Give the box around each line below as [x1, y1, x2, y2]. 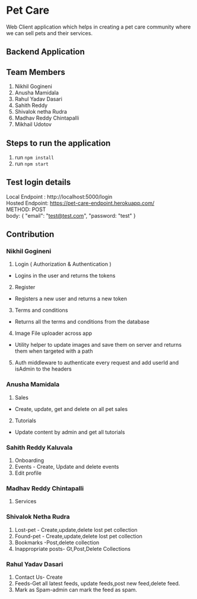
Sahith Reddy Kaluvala [6, 443, 73, 451]
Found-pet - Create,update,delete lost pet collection [14, 532, 142, 540]
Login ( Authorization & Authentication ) [14, 261, 112, 268]
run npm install [14, 153, 55, 161]
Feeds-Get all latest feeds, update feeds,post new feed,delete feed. [14, 579, 180, 587]
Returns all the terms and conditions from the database [14, 318, 150, 325]
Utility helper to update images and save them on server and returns [14, 341, 182, 349]
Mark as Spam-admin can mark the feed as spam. [14, 586, 138, 593]
